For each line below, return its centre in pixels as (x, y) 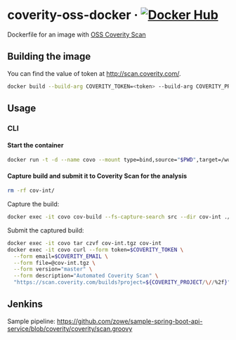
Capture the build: (33, 204)
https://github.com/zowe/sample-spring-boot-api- (130, 321)
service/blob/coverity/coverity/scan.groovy (70, 328)
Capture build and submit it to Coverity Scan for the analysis (97, 176)
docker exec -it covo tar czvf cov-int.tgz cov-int (84, 243)
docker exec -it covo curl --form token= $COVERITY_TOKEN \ (96, 249)
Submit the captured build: (46, 230)
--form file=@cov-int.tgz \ (55, 263)
